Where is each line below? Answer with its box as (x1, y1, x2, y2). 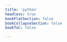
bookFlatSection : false (5, 16, 54, 21)
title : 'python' (5, 7, 38, 12)
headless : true (5, 12, 36, 17)
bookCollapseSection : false (5, 21, 63, 26)
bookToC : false (5, 25, 36, 30)
